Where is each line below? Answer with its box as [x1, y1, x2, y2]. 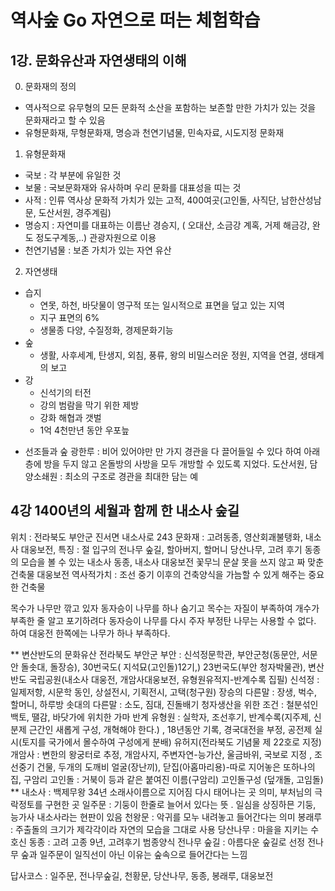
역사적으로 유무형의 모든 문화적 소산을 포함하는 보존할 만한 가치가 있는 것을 [24, 102, 317, 113]
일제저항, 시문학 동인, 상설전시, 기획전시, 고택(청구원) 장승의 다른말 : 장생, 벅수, [10, 686, 317, 698]
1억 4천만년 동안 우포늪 [39, 424, 130, 436]
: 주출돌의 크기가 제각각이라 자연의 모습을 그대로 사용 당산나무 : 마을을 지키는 [10, 823, 309, 835]
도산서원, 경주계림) [38, 207, 112, 218]
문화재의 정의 [24, 81, 77, 92]
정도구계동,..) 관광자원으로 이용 [35, 232, 157, 243]
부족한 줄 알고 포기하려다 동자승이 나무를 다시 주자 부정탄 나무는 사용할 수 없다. [10, 614, 317, 626]
